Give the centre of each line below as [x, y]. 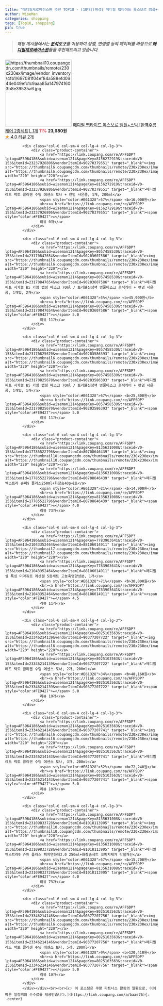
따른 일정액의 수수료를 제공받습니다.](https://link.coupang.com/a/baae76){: [77, 995]
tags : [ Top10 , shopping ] [30, 23]
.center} [14, 999]
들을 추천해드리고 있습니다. [73, 49]
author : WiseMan [21, 14]
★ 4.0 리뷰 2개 [19, 137]
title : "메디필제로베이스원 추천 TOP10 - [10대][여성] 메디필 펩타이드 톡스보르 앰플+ [81, 9]
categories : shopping [27, 18]
